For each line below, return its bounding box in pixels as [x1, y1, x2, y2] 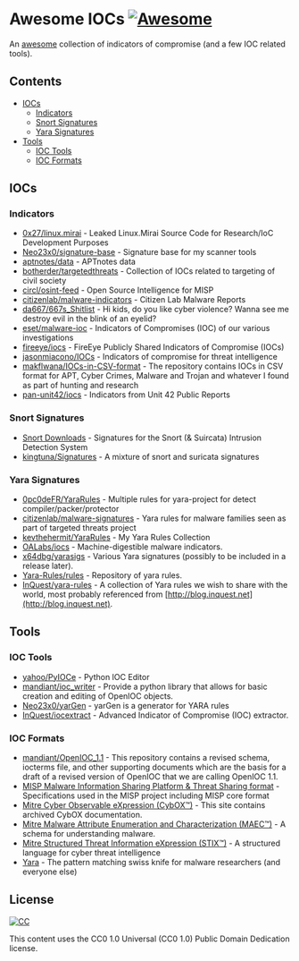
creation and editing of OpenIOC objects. [21, 690, 174, 702]
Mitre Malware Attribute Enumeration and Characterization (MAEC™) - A [21, 819, 287, 829]
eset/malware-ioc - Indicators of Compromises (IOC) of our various [21, 323, 270, 334]
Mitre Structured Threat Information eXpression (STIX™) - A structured [21, 838, 281, 849]
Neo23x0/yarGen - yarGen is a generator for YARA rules [21, 700, 229, 710]
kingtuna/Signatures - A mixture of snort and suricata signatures [21, 451, 260, 462]
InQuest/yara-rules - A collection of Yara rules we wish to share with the [21, 580, 288, 591]
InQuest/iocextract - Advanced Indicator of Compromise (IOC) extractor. [21, 710, 289, 720]
